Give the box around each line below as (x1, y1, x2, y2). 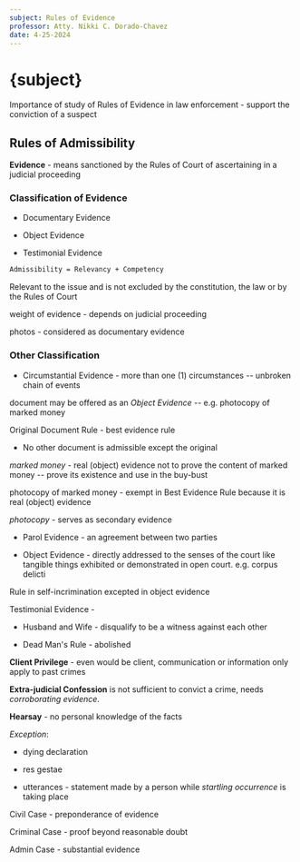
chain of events (22, 379, 81, 391)
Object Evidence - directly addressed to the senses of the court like (22, 549, 276, 560)
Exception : (9, 728, 50, 739)
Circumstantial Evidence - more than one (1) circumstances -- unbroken (22, 370, 292, 381)
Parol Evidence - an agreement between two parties (22, 531, 218, 542)
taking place (22, 791, 70, 802)
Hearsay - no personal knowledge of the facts (9, 710, 183, 722)
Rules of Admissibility (9, 135, 136, 151)
